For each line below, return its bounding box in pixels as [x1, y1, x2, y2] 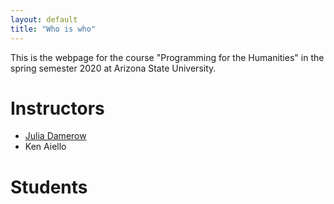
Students [10, 176, 88, 198]
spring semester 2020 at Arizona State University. [10, 62, 217, 74]
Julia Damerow [24, 130, 87, 142]
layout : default [10, 14, 78, 25]
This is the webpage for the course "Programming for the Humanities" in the [10, 51, 325, 63]
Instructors [10, 97, 105, 120]
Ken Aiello [24, 141, 67, 153]
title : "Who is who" [10, 24, 97, 34]
